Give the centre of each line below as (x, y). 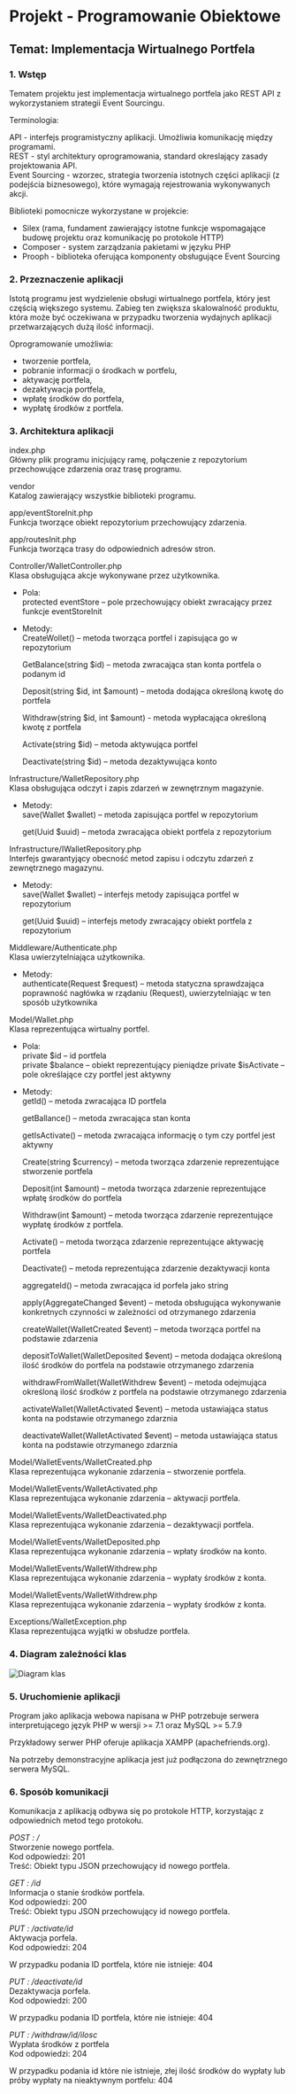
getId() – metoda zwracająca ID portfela (94, 1101)
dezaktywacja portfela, (64, 389)
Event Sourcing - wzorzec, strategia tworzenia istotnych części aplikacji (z (144, 175)
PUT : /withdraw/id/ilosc (53, 2035)
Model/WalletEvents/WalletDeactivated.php (88, 1515)
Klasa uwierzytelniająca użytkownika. (77, 957)
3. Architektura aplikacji (61, 432)
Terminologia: (34, 120)
